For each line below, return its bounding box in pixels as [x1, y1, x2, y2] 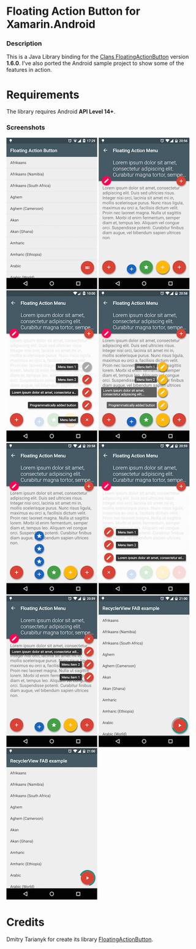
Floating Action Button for [6, 4, 141, 18]
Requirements [6, 88, 80, 102]
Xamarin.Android [6, 17, 96, 31]
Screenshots [6, 123, 45, 132]
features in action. [6, 66, 52, 74]
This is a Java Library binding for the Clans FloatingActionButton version [6, 53, 189, 61]
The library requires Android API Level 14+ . [6, 108, 116, 115]
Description [6, 39, 42, 48]
